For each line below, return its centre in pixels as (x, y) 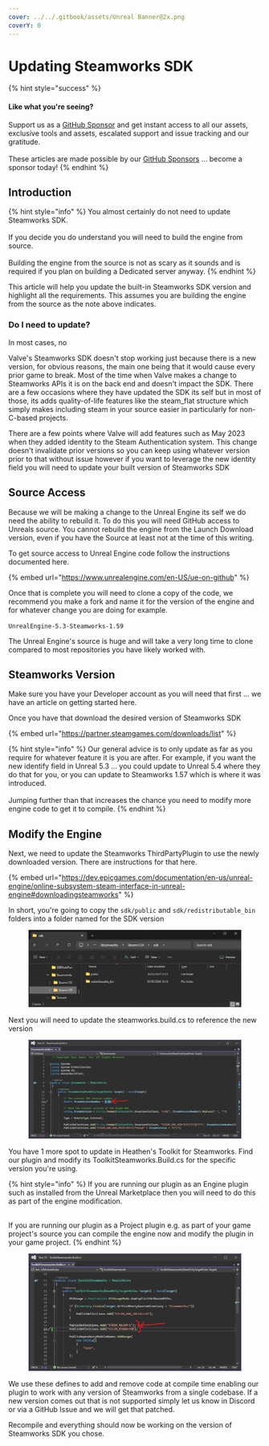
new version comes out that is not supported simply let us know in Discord (132, 1401)
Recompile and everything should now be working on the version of (120, 1425)
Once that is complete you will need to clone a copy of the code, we (121, 593)
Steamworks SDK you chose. (56, 1434)
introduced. (27, 784)
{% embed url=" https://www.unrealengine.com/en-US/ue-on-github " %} (129, 577)
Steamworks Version (62, 674)
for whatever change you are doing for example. (88, 609)
